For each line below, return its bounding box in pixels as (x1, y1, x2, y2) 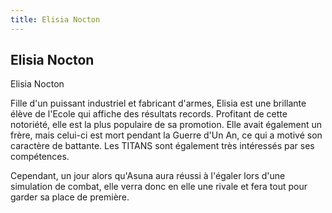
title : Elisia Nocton (10, 14, 101, 25)
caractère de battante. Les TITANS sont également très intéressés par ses (10, 140, 315, 152)
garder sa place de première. (10, 191, 130, 203)
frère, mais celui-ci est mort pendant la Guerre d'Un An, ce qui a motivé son (10, 129, 323, 141)
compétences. (10, 151, 70, 163)
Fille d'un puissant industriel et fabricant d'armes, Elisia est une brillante (10, 97, 307, 110)
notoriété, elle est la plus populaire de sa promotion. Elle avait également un (10, 119, 323, 131)
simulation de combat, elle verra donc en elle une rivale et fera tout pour (10, 181, 308, 193)
